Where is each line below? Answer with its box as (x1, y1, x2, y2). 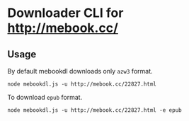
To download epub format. (7, 93, 83, 101)
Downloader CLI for (7, 5, 124, 21)
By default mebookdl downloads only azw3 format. (7, 67, 154, 75)
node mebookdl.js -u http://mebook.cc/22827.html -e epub (7, 107, 182, 114)
